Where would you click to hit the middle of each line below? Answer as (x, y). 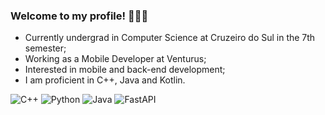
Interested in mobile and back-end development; (125, 70)
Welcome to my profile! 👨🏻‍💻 (79, 16)
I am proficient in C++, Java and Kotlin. (105, 80)
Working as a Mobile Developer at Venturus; (115, 59)
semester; (45, 48)
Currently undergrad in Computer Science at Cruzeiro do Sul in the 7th (170, 38)
